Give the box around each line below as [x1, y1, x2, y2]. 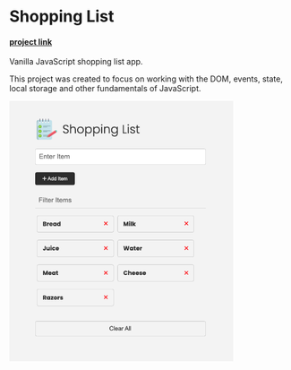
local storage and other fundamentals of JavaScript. [9, 83, 201, 94]
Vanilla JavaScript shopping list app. [9, 56, 143, 67]
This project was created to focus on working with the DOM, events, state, [9, 73, 284, 84]
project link [9, 36, 53, 47]
